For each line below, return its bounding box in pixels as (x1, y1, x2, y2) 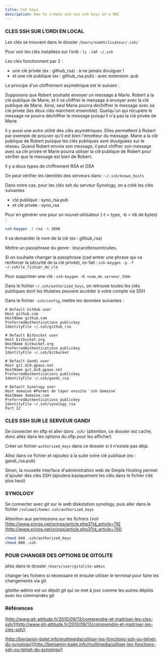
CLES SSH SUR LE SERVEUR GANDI (5, 417, 90, 424)
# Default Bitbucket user (5, 332, 58, 338)
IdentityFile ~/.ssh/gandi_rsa (5, 376, 69, 381)
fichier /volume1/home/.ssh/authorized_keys (5, 506, 94, 512)
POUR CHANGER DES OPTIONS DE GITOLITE (5, 552, 113, 559)
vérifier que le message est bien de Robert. (5, 153, 92, 160)
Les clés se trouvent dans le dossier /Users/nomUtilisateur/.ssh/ (5, 39, 138, 45)
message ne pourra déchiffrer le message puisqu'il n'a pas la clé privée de (5, 112, 156, 118)
